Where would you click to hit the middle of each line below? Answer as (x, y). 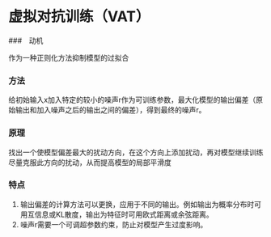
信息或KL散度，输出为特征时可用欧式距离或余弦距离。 (124, 214)
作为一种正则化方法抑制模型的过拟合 (69, 57)
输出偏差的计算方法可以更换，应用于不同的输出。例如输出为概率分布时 (137, 204)
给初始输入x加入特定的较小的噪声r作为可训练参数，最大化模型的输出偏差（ (132, 100)
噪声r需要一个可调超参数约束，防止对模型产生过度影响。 (114, 224)
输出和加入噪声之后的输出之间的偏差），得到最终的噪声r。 (110, 110)
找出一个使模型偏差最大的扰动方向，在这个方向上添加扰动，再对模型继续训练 (136, 152)
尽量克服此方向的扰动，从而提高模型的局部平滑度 (90, 162)
